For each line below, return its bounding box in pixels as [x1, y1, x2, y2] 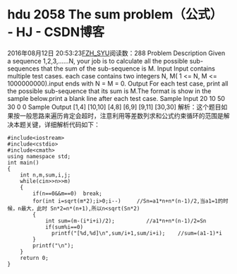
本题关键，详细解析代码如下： [13, 120, 100, 129]
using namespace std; [7, 153, 71, 160]
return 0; [20, 254, 49, 261]
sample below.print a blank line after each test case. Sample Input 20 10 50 [7, 94, 226, 102]
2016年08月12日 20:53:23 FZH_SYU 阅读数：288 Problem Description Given [7, 49, 226, 57]
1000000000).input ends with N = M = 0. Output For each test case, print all [7, 79, 229, 88]
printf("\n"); [32, 242, 74, 249]
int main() [7, 159, 39, 166]
